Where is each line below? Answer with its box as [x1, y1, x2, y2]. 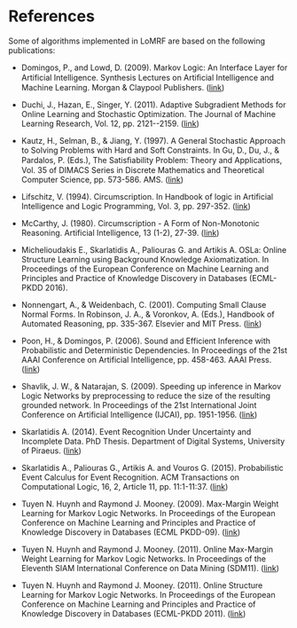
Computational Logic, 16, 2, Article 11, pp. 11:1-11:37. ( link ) [20, 481, 229, 491]
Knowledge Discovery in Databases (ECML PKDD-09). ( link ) [20, 526, 241, 538]
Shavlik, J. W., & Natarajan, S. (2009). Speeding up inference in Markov [20, 381, 282, 391]
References [8, 6, 95, 27]
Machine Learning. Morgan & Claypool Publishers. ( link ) [20, 82, 225, 92]
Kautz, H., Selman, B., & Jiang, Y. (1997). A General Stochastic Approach [20, 135, 285, 145]
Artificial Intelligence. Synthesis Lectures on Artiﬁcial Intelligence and [20, 72, 275, 82]
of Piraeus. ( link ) [20, 445, 82, 456]
